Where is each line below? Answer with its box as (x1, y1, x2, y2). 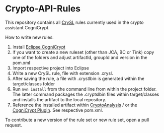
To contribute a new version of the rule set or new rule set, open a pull (5, 117, 149, 123)
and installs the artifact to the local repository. (12, 96, 107, 102)
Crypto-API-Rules (5, 3, 81, 14)
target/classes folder (12, 80, 55, 87)
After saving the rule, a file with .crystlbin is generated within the (12, 75, 145, 81)
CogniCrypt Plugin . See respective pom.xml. (12, 107, 103, 113)
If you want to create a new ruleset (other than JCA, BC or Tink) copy (12, 49, 155, 55)
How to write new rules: (5, 34, 54, 40)
